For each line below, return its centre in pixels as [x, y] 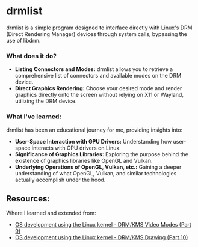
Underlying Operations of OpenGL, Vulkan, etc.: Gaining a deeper [98, 167]
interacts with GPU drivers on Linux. [76, 148]
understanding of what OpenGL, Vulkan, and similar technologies [96, 173]
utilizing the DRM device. [46, 101]
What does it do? [32, 56]
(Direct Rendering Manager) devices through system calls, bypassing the [97, 34]
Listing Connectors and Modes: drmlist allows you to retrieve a [94, 69]
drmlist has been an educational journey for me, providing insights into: [94, 130]
